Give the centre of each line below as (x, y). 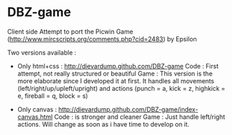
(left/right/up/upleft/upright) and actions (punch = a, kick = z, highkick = (121, 88)
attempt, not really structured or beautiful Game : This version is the (115, 73)
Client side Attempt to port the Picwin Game (70, 31)
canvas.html (35, 117)
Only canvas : (37, 109)
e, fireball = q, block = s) (53, 96)
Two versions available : (42, 52)
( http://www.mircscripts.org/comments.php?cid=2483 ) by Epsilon (102, 38)
